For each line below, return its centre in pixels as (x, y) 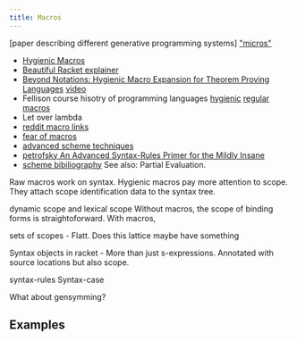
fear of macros (50, 136)
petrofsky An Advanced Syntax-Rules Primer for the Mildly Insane (144, 155)
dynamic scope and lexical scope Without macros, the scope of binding (141, 208)
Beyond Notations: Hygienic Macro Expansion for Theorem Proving (146, 79)
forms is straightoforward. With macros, (83, 218)
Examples (37, 325)
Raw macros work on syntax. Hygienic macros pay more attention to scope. (148, 182)
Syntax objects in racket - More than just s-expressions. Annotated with (142, 253)
